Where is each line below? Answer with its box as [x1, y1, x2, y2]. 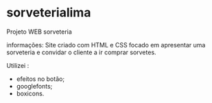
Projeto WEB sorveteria [6, 27, 73, 36]
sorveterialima [6, 5, 91, 21]
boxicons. [16, 89, 45, 98]
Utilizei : [6, 61, 30, 69]
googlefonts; [16, 82, 53, 90]
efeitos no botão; [16, 74, 65, 83]
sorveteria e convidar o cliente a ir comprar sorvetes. [6, 48, 156, 56]
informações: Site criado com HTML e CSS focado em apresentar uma [6, 41, 206, 49]
